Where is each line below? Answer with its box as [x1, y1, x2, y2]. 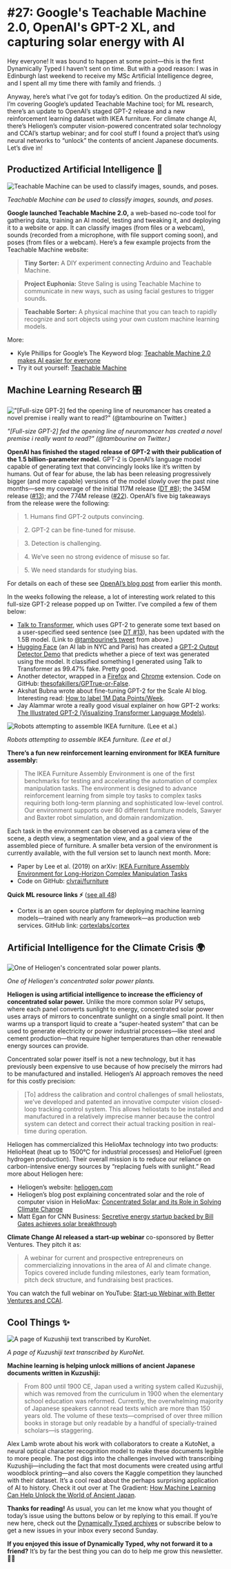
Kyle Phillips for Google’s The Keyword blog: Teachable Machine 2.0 [17, 348, 212, 357]
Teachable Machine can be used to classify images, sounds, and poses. [7, 195, 214, 204]
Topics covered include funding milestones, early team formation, [23, 1268, 211, 1277]
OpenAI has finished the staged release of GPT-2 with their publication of [7, 447, 222, 456]
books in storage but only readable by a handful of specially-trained [23, 1419, 217, 1428]
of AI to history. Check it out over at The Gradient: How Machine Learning [7, 1483, 216, 1492]
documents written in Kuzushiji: [7, 1369, 101, 1377]
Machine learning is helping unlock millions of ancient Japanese [7, 1361, 195, 1370]
